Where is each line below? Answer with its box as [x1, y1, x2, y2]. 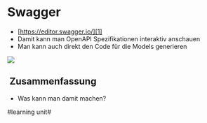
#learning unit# [7, 108, 51, 116]
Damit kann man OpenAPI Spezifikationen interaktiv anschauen [17, 34, 201, 43]
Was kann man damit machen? [17, 94, 107, 102]
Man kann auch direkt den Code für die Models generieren [17, 42, 187, 50]
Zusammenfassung [9, 75, 97, 87]
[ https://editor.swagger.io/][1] [17, 27, 103, 36]
